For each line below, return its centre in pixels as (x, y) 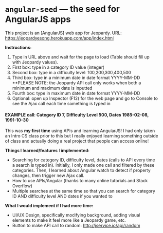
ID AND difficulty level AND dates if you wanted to (62, 196)
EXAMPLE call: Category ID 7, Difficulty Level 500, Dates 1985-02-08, (77, 115)
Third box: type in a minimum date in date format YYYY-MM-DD (76, 78)
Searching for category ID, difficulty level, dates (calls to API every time (83, 160)
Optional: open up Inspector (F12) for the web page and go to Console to (85, 98)
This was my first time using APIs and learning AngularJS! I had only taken (80, 131)
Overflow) (22, 186)
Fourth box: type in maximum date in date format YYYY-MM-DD (76, 93)
